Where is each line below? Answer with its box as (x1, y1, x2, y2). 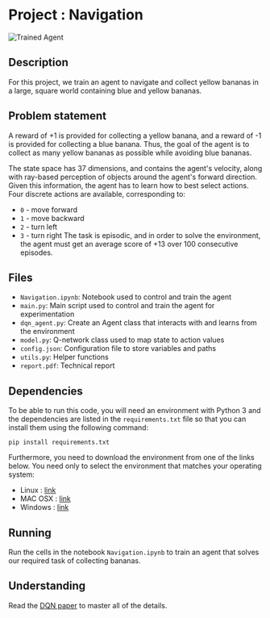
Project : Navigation (8, 6, 143, 24)
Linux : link (19, 486, 56, 495)
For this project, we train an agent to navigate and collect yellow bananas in (8, 77, 260, 86)
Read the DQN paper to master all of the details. (8, 600, 168, 610)
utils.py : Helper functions (19, 353, 109, 362)
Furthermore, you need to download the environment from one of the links (8, 453, 255, 462)
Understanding (8, 579, 86, 593)
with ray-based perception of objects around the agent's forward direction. (8, 172, 258, 182)
